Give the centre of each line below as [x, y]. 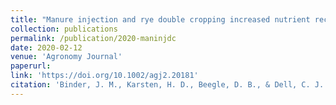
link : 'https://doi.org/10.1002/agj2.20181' [104, 76]
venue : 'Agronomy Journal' [66, 57]
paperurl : [31, 66]
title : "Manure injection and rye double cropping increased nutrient [160, 19]
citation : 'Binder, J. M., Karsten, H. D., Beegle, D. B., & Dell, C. [160, 85]
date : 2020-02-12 [46, 47]
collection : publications [64, 29]
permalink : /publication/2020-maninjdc [93, 38]
